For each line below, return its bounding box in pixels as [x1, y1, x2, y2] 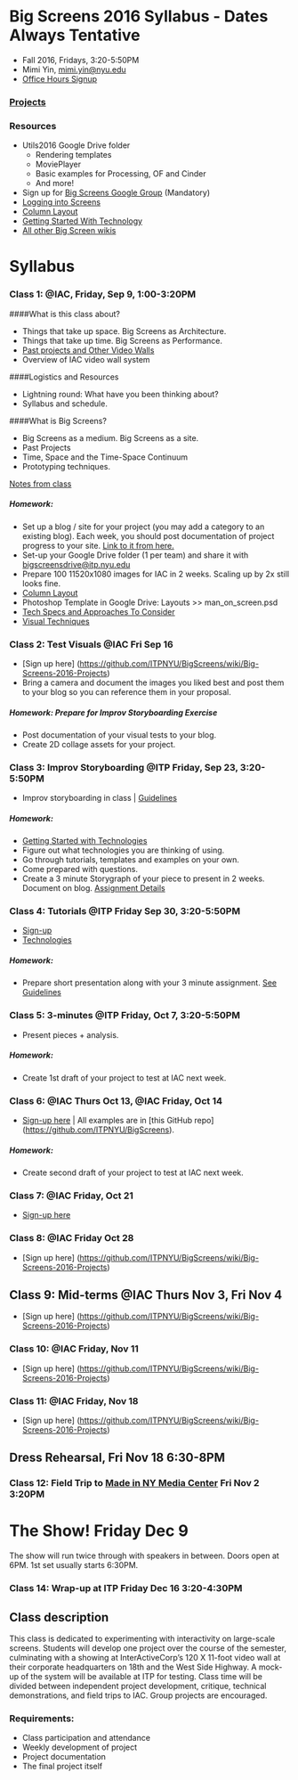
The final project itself [21, 1761, 103, 1772]
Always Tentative [9, 25, 141, 45]
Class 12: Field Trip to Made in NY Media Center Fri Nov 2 [9, 1477, 260, 1490]
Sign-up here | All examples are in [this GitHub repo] [21, 1115, 214, 1125]
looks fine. [21, 577, 61, 589]
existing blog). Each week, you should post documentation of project [21, 530, 275, 541]
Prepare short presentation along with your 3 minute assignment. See [21, 977, 278, 988]
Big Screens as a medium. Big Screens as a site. [21, 432, 199, 443]
